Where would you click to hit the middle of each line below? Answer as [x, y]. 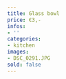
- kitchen [21, 45]
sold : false [24, 65]
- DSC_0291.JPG [29, 58]
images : [18, 52]
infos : [16, 26]
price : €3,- [24, 20]
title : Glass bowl [33, 13]
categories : [24, 39]
